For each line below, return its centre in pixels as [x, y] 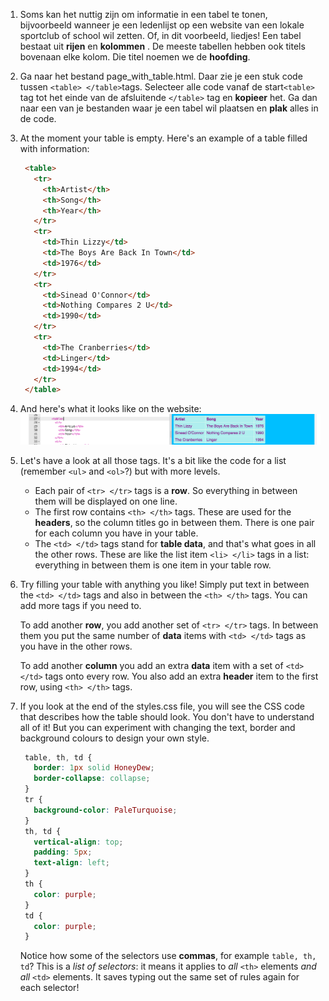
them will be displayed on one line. [106, 501]
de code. [38, 118]
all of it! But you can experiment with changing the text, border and [157, 727]
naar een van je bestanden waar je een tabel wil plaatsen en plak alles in [169, 108]
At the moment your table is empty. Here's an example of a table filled [163, 138]
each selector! [49, 988]
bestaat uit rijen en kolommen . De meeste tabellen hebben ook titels [162, 46]
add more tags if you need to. [80, 605]
